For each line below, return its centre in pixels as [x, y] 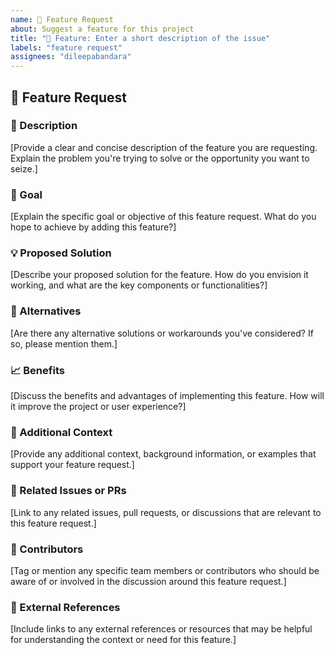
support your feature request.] [72, 465]
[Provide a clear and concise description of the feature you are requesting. [164, 147]
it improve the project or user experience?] [98, 406]
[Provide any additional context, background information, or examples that [163, 454]
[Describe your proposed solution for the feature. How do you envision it [159, 275]
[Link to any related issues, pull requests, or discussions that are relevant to [166, 512]
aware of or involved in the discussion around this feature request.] [148, 581]
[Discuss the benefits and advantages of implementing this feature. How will [167, 395]
